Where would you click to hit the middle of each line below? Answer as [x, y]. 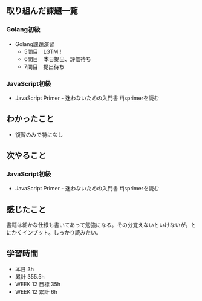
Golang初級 [23, 30]
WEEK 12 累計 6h [36, 292]
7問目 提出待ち [44, 66]
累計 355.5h [30, 277]
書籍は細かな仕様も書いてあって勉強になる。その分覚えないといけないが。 [99, 225]
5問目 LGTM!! [43, 51]
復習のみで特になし [39, 134]
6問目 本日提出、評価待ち [58, 59]
